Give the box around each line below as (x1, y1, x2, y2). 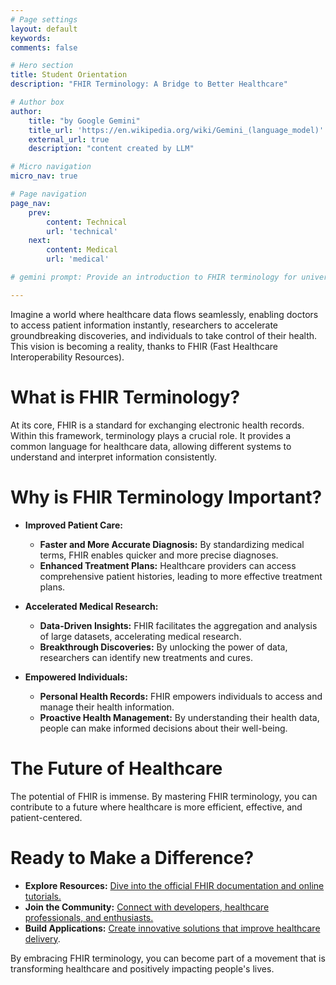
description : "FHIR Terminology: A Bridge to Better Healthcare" (10, 79, 288, 90)
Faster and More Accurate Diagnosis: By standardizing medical (39, 538, 305, 550)
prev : (28, 207, 52, 218)
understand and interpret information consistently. (10, 451, 217, 463)
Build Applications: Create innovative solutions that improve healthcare (24, 922, 321, 934)
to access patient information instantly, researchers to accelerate (10, 319, 279, 331)
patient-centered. (10, 811, 83, 823)
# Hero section (10, 61, 74, 71)
